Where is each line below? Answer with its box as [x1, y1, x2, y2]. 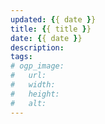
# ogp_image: [10, 61, 65, 71]
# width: [10, 80, 56, 90]
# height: [10, 89, 60, 99]
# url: [10, 71, 47, 81]
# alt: [10, 98, 47, 108]
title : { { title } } [10, 24, 92, 34]
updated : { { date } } [10, 14, 97, 25]
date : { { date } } [10, 33, 83, 43]
